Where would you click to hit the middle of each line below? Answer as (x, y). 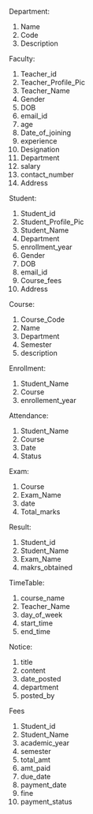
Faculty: (22, 59)
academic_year (45, 743)
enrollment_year (46, 247)
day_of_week (41, 615)
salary (30, 166)
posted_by (37, 696)
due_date (35, 777)
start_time (37, 623)
